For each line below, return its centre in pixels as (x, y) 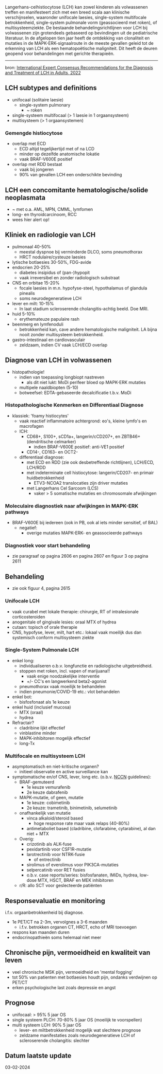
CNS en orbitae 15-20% (36, 283)
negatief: (28, 528)
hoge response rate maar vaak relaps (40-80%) (81, 823)
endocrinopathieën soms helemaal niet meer (57, 937)
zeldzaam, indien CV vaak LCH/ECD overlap (63, 345)
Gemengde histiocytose (34, 133)
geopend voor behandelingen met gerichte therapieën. (60, 54)
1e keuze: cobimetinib (48, 803)
